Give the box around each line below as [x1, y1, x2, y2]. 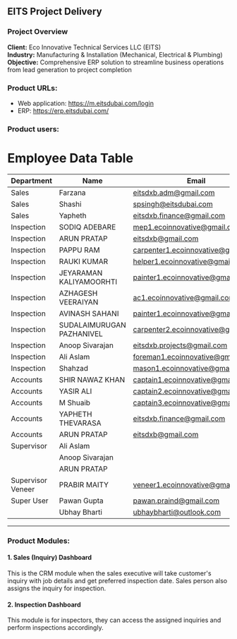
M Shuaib [59, 398, 90, 407]
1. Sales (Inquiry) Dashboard [7, 554, 92, 562]
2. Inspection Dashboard [7, 600, 81, 609]
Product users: [7, 124, 60, 133]
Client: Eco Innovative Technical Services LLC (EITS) [7, 42, 161, 52]
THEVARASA [59, 418, 102, 428]
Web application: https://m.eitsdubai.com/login [17, 99, 154, 107]
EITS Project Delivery [7, 6, 102, 18]
